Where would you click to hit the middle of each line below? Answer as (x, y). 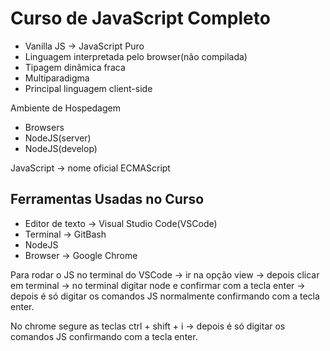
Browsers (44, 127)
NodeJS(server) (58, 138)
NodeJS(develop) (61, 148)
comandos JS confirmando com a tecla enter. (104, 336)
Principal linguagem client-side (88, 88)
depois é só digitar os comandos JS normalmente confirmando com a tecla (165, 296)
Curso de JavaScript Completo (140, 18)
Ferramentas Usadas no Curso (107, 199)
